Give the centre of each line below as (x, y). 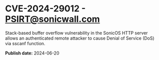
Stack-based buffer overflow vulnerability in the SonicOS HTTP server (77, 33)
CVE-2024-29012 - (45, 9)
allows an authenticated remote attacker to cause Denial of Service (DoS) (80, 38)
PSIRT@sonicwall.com (53, 19)
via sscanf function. (25, 43)
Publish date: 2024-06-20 (32, 53)
